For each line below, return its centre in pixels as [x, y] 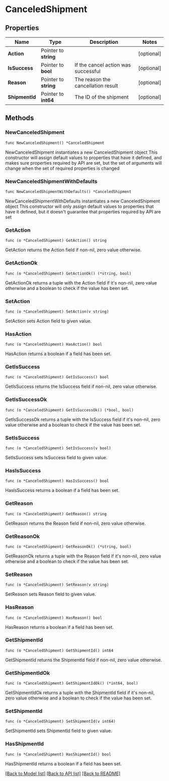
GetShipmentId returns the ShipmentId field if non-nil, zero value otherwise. [84, 660]
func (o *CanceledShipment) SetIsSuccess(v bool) [58, 448]
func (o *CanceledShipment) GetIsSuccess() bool [57, 377]
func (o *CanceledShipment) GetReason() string [56, 514]
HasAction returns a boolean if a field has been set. [58, 354]
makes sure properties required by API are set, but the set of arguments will [83, 163]
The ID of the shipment [102, 97]
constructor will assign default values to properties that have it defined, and [83, 158]
